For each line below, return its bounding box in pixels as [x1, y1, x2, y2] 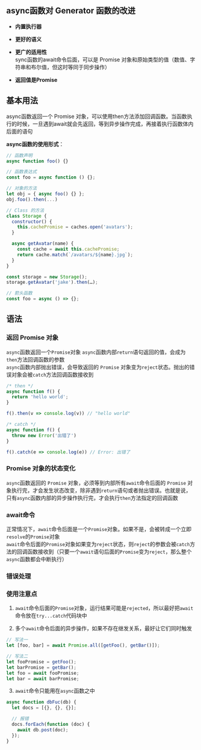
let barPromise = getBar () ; [6, 664, 77, 671]
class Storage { [6, 213, 47, 219]
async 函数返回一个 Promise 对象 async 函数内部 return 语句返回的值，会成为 [6, 348, 186, 355]
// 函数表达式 [6, 169, 37, 175]
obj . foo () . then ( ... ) [6, 196, 58, 203]
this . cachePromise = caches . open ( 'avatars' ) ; [17, 224, 134, 230]
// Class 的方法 [6, 207, 45, 214]
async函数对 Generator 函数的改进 [6, 5, 136, 16]
